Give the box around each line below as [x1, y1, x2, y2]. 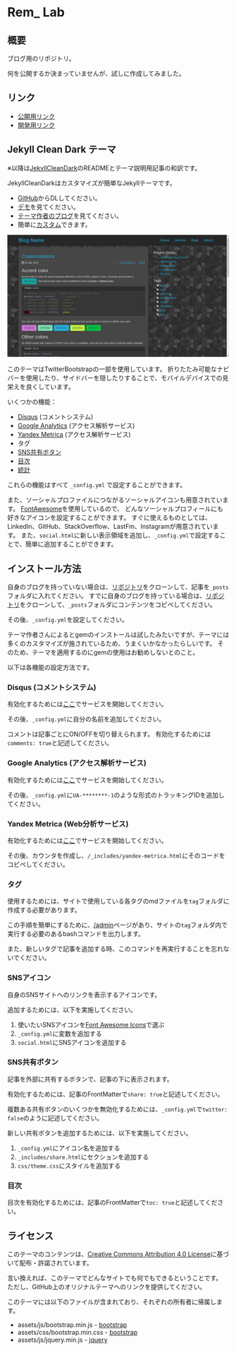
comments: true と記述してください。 [7, 739, 113, 747]
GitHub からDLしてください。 [17, 194, 101, 202]
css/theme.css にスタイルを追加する [17, 1161, 121, 1170]
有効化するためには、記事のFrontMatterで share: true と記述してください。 [7, 1089, 224, 1098]
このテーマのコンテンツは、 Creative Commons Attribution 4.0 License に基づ [7, 1249, 230, 1258]
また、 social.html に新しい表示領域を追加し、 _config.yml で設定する [20, 531, 221, 539]
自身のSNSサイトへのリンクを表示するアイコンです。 [7, 990, 161, 999]
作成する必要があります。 [7, 906, 81, 914]
